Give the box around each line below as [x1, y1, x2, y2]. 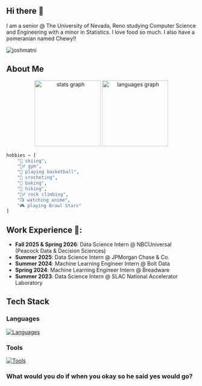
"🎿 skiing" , [17, 158, 47, 164]
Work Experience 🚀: [6, 225, 83, 235]
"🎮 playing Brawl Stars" [17, 202, 82, 208]
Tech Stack [6, 296, 49, 307]
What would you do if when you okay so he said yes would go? [6, 372, 193, 380]
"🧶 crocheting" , [17, 175, 58, 181]
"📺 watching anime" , [17, 197, 71, 203]
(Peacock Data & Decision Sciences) [14, 247, 106, 255]
